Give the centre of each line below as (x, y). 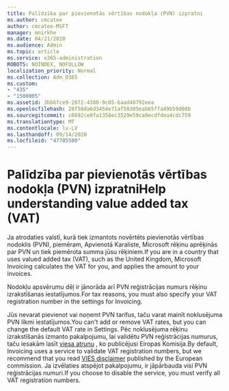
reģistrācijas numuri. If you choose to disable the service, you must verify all (114, 373)
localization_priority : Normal (52, 71)
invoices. (20, 274)
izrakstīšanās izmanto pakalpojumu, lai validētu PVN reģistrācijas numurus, (112, 337)
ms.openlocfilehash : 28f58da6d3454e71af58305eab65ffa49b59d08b (99, 109)
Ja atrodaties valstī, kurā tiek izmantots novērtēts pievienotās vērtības (106, 238)
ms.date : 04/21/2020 (37, 39)
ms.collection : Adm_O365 (42, 77)
